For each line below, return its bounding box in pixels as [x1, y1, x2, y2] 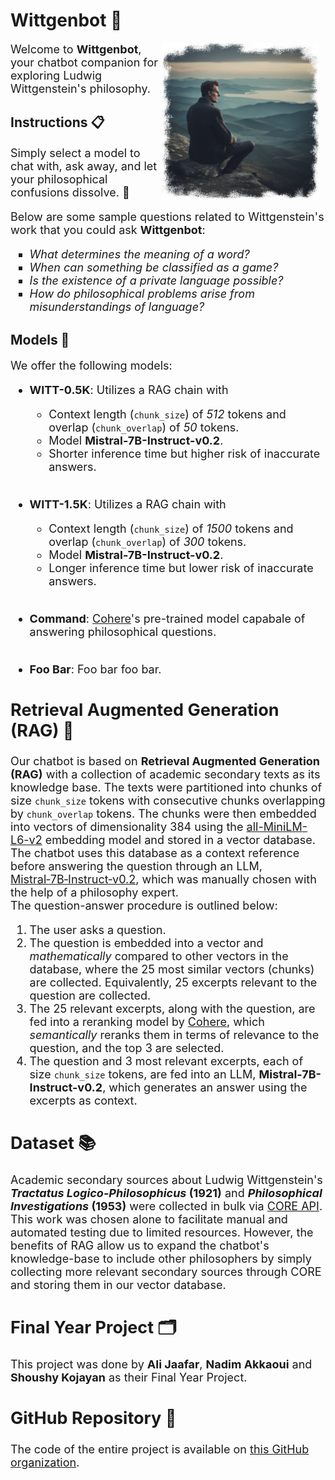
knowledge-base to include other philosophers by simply [10, 1252, 312, 1266]
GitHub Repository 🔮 [10, 1407, 177, 1429]
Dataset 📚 [10, 1132, 97, 1154]
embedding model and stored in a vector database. [44, 832, 316, 847]
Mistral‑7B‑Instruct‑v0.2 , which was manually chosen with [10, 872, 317, 886]
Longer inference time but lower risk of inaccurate [48, 560, 314, 575]
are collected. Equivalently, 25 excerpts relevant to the [29, 975, 318, 989]
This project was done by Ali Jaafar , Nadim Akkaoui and [10, 1357, 313, 1372]
